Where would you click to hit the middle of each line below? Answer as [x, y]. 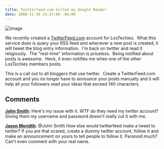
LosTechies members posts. [34, 64]
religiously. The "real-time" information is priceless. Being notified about [79, 53]
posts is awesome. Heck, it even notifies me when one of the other [73, 59]
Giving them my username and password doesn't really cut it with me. [76, 117]
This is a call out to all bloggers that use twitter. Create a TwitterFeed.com [80, 73]
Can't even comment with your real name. [47, 142]
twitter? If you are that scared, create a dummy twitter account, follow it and [82, 131]
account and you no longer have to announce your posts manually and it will [82, 79]
